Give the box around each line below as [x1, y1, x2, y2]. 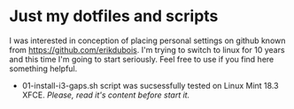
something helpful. [9, 63, 78, 74]
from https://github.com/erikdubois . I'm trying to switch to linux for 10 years [9, 44, 285, 54]
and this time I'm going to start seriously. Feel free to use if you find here [9, 54, 275, 64]
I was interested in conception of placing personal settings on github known [9, 35, 286, 46]
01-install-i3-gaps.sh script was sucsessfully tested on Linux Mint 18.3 [21, 80, 279, 91]
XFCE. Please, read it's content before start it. [21, 90, 190, 100]
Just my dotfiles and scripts [9, 6, 219, 26]
